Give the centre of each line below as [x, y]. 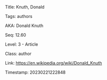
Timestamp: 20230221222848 [35, 72]
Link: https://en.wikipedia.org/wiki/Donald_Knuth [54, 63]
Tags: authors [19, 16]
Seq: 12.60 [16, 35]
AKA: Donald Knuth [24, 26]
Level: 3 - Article [22, 44]
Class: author [18, 53]
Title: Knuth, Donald [25, 7]
